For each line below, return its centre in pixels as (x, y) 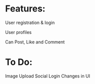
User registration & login (30, 22)
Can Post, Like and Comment (35, 42)
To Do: (19, 62)
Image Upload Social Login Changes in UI (48, 76)
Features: (25, 9)
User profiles (18, 32)
